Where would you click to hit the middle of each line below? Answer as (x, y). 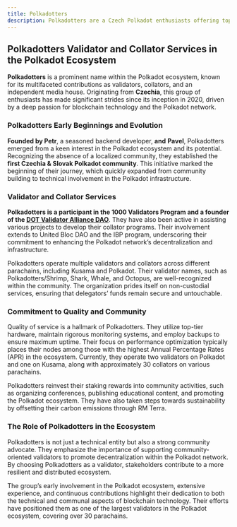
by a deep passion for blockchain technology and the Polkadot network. (112, 107)
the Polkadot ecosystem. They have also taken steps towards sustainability (116, 401)
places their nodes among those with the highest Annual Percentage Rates (116, 350)
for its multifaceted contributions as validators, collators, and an (100, 85)
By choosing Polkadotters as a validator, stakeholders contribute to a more (116, 464)
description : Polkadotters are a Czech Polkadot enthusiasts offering (113, 20)
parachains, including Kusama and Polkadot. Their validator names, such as (117, 271)
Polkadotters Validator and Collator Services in (112, 49)
